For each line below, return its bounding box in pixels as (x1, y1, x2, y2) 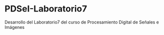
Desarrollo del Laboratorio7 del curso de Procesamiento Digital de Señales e (4, 19, 159, 25)
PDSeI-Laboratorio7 (4, 3, 87, 14)
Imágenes (4, 24, 25, 30)
